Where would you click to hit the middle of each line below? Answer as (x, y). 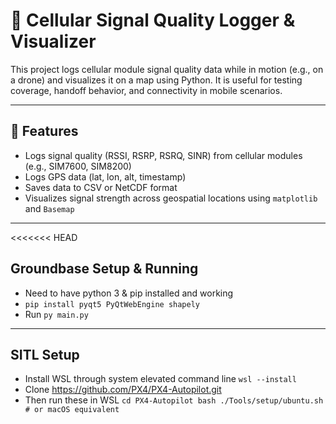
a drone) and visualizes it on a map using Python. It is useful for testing (156, 80)
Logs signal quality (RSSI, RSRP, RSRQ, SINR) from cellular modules (163, 155)
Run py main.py (56, 314)
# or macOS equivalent (72, 410)
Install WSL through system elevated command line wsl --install (160, 379)
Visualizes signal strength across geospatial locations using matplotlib (171, 198)
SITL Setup (45, 354)
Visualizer (53, 41)
